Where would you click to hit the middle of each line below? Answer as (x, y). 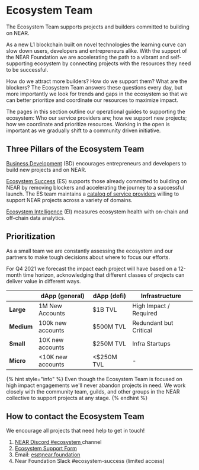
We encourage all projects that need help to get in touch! (76, 431)
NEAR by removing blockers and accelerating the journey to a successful (95, 187)
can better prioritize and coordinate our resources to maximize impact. (92, 100)
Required (145, 313)
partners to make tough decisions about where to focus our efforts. (88, 257)
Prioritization (31, 237)
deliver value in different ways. (44, 281)
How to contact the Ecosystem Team (75, 416)
